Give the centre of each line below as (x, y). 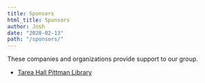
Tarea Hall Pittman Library (54, 73)
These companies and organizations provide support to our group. (103, 59)
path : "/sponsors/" (36, 39)
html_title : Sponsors (39, 20)
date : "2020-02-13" (36, 33)
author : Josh (26, 26)
